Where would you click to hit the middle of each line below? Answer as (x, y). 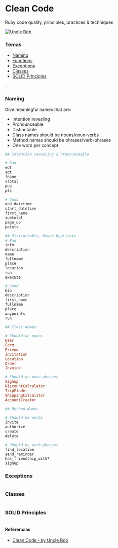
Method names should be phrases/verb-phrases (61, 140)
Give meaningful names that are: (38, 110)
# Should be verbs (24, 418)
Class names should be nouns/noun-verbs (56, 135)
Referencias (18, 529)
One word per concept (35, 145)
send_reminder (20, 454)
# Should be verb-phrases (32, 445)
